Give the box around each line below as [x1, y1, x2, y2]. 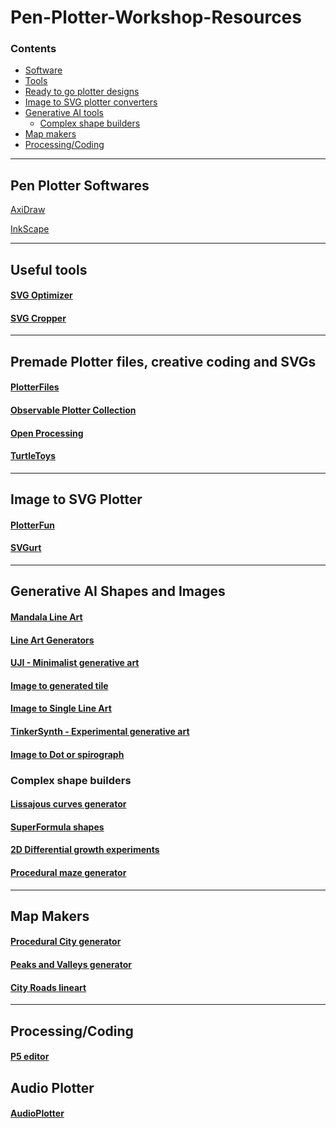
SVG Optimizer [10, 289, 73, 301]
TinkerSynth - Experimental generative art [10, 726, 190, 737]
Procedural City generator [10, 936, 122, 948]
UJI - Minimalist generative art [10, 657, 140, 669]
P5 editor [10, 1051, 50, 1063]
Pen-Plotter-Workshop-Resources [10, 6, 302, 29]
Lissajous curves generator [10, 798, 127, 810]
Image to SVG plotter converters [24, 96, 158, 108]
